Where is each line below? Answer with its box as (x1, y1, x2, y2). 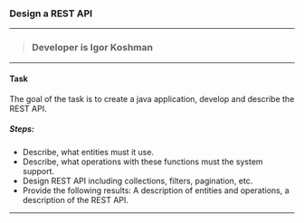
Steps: (9, 124, 34, 135)
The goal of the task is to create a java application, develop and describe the (9, 93, 295, 104)
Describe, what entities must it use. (22, 146, 155, 157)
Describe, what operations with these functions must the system (22, 156, 264, 167)
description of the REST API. (22, 194, 129, 205)
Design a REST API (9, 7, 93, 20)
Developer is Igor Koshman (31, 42, 154, 54)
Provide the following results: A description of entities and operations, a (22, 184, 290, 196)
